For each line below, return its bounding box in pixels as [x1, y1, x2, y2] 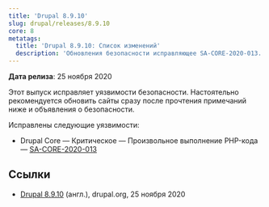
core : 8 [8, 27, 35, 35]
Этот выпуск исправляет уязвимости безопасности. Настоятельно [8, 87, 240, 97]
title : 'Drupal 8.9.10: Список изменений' [15, 42, 161, 50]
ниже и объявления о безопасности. [8, 104, 135, 114]
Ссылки [8, 167, 51, 182]
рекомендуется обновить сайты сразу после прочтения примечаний [8, 96, 247, 105]
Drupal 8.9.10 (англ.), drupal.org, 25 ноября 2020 [19, 189, 186, 199]
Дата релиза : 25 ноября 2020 [8, 72, 112, 81]
